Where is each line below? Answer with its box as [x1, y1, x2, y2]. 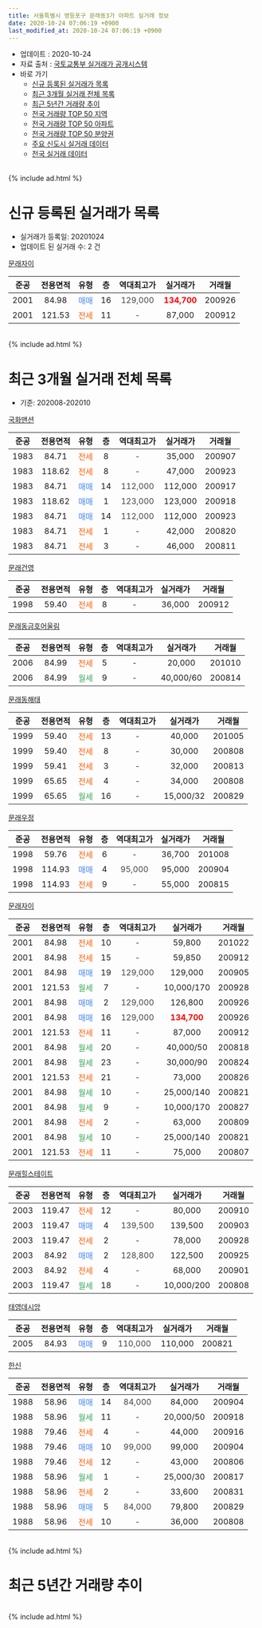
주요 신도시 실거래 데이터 [31, 139, 109, 148]
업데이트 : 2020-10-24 [19, 49, 92, 59]
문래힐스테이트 [8, 1169, 54, 1179]
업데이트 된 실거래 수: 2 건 [19, 242, 101, 251]
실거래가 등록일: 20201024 [19, 232, 105, 242]
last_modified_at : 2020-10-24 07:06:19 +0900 [8, 26, 162, 34]
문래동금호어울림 [8, 622, 61, 631]
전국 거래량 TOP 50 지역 [31, 109, 108, 119]
